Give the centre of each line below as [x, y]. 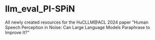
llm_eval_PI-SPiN [40, 9]
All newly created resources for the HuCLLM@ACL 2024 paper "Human [77, 22]
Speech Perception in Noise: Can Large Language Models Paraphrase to [77, 27]
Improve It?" [17, 32]
